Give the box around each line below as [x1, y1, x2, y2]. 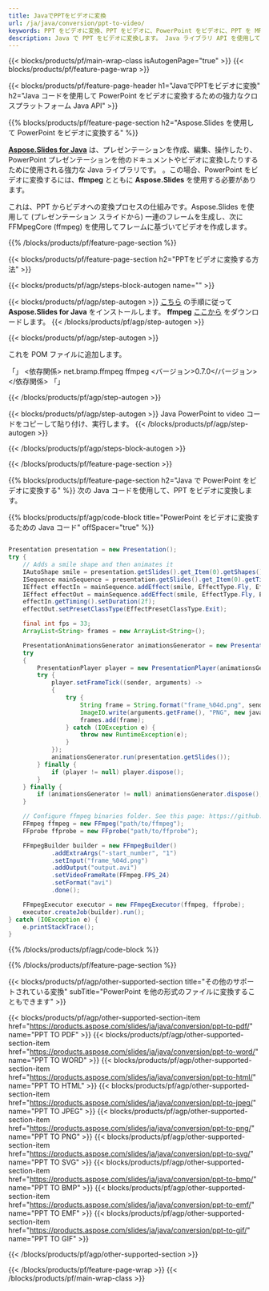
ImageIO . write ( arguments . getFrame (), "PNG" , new [79, 708, 246, 716]
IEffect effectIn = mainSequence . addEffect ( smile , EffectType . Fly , [22, 583, 252, 591]
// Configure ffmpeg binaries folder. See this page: [22, 812, 206, 820]
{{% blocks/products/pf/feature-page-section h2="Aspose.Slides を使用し [8, 118, 255, 128]
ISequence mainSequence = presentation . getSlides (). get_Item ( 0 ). [22, 575, 246, 583]
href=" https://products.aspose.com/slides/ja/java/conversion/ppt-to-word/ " [8, 1047, 259, 1056]
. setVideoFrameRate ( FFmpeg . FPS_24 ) [50, 872, 171, 880]
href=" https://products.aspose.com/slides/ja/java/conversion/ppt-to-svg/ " [8, 1149, 254, 1159]
